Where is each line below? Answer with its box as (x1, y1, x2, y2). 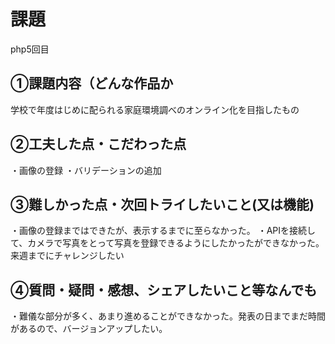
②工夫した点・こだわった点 (10, 136, 187, 153)
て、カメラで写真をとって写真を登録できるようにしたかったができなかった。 (10, 237, 325, 249)
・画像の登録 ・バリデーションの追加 (10, 164, 162, 176)
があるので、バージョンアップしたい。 (10, 323, 168, 335)
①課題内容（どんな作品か (10, 75, 174, 92)
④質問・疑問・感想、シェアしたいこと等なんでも (10, 281, 318, 299)
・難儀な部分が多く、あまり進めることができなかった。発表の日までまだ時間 (10, 310, 326, 322)
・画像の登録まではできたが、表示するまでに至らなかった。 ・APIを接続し (10, 225, 317, 237)
